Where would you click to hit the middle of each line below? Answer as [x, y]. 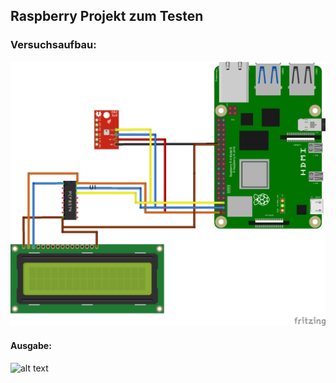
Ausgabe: [31, 345]
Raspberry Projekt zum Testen [107, 16]
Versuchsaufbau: [53, 45]
